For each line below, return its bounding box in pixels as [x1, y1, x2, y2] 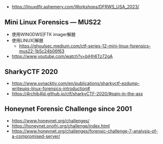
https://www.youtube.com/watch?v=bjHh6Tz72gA [11, 54, 113, 59]
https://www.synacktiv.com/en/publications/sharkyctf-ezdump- [11, 80, 140, 87]
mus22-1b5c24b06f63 [19, 48, 64, 54]
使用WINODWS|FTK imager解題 [11, 32, 76, 37]
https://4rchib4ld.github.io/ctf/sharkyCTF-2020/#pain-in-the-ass [11, 91, 143, 97]
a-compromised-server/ [11, 133, 61, 139]
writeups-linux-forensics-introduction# [11, 86, 90, 91]
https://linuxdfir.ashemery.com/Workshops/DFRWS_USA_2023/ [11, 4, 140, 10]
